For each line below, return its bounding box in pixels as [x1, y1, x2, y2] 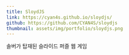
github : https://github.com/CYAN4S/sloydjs [6, 20, 118, 26]
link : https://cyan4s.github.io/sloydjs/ [6, 14, 113, 20]
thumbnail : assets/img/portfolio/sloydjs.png [6, 25, 123, 32]
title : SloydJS [6, 8, 45, 15]
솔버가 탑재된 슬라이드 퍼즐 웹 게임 [6, 42, 87, 50]
